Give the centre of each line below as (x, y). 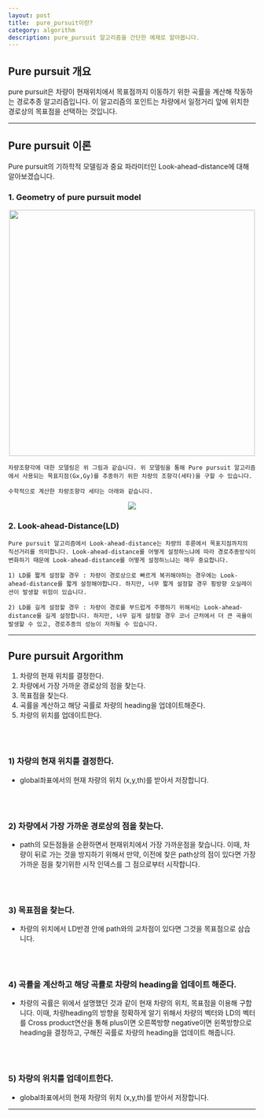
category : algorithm (42, 30)
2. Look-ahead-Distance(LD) (64, 526)
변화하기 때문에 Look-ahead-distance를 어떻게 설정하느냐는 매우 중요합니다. (119, 561)
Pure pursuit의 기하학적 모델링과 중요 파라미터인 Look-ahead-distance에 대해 (129, 166)
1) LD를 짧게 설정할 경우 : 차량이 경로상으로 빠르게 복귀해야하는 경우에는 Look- (123, 576)
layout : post (29, 15)
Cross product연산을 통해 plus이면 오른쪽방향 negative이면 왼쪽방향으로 (140, 1023)
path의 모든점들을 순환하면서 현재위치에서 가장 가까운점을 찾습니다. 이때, (130, 844)
